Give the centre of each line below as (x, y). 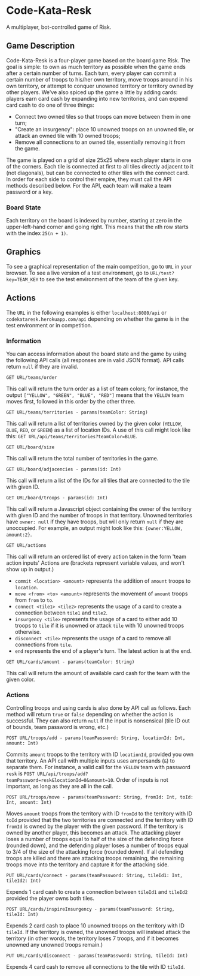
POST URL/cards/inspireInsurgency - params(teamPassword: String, (90, 909)
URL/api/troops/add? (63, 774)
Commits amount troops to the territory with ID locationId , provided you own (100, 754)
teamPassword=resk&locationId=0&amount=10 (60, 781)
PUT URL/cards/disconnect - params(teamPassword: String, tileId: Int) (97, 956)
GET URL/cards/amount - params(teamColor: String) (70, 662)
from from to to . (34, 600)
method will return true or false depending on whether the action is (90, 715)
